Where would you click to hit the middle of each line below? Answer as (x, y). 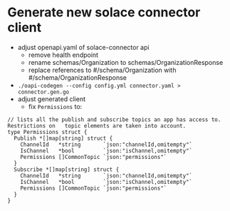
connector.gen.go (43, 92)
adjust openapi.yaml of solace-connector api (83, 47)
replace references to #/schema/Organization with (102, 70)
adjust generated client (52, 99)
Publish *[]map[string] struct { (63, 138)
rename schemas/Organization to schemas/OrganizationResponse (126, 62)
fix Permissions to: (55, 106)
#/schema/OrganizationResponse (77, 77)
